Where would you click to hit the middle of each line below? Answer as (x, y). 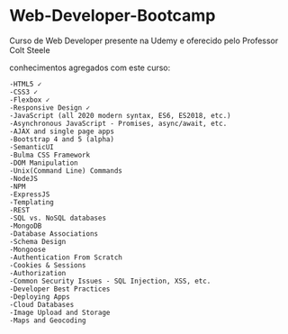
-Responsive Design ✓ (50, 108)
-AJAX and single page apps (62, 131)
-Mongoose (28, 249)
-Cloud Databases (42, 304)
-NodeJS (24, 178)
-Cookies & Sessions (48, 265)
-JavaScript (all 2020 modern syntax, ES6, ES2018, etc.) (120, 115)
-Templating (31, 202)
